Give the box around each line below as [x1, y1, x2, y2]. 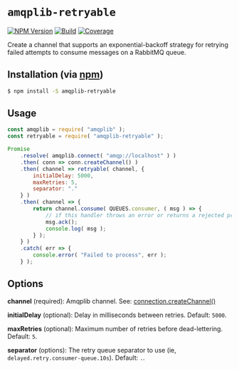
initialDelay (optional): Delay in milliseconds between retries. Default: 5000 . [7, 311, 227, 319]
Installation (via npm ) [7, 68, 104, 80]
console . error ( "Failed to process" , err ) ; [33, 251, 167, 259]
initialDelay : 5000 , [33, 172, 94, 180]
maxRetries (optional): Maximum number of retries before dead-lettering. [7, 324, 223, 333]
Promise [7, 145, 31, 153]
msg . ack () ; [45, 218, 78, 226]
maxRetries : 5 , [33, 179, 78, 186]
